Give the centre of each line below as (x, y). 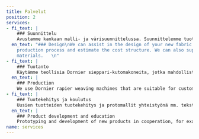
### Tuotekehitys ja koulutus (54, 99)
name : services (25, 127)
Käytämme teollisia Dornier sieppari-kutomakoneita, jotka (91, 72)
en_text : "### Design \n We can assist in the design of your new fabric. (103, 45)
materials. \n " (38, 56)
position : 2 (21, 17)
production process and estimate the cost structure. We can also (100, 50)
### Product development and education (66, 116)
